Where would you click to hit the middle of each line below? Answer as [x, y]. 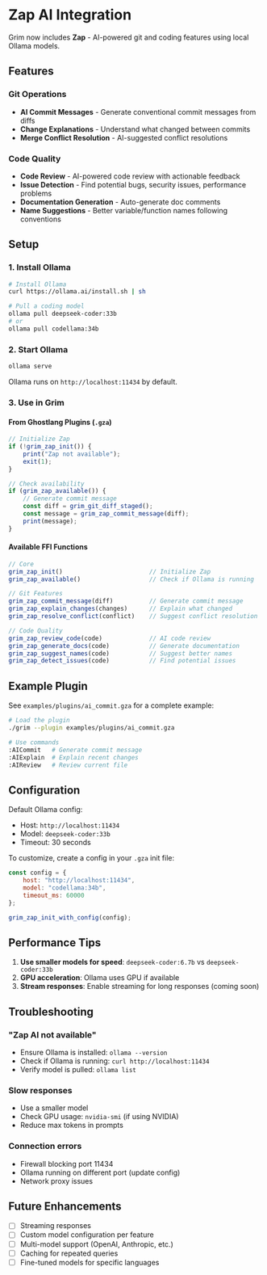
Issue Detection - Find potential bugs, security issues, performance [133, 184]
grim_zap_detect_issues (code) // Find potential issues [122, 661]
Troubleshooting [51, 1012]
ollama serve [30, 366]
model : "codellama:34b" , [65, 888]
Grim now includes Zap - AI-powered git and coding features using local [129, 37]
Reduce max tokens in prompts [71, 1126]
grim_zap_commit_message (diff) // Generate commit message [126, 601]
